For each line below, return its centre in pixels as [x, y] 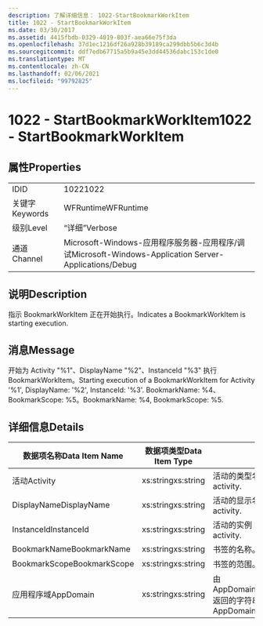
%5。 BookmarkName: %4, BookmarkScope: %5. [144, 400]
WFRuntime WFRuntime [106, 207]
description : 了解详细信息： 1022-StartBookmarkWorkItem [99, 15]
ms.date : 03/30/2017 [42, 30]
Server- [209, 254]
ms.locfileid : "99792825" [50, 81]
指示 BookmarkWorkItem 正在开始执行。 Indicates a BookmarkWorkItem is [127, 315]
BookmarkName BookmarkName [71, 548]
